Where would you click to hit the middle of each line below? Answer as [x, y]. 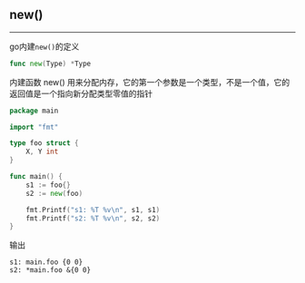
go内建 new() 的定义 [44, 46]
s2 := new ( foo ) [54, 193]
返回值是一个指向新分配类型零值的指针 [81, 93]
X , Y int [42, 152]
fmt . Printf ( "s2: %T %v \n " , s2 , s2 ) [93, 218]
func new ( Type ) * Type [50, 63]
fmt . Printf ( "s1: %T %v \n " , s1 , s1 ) [93, 210]
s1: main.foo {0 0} [46, 262]
